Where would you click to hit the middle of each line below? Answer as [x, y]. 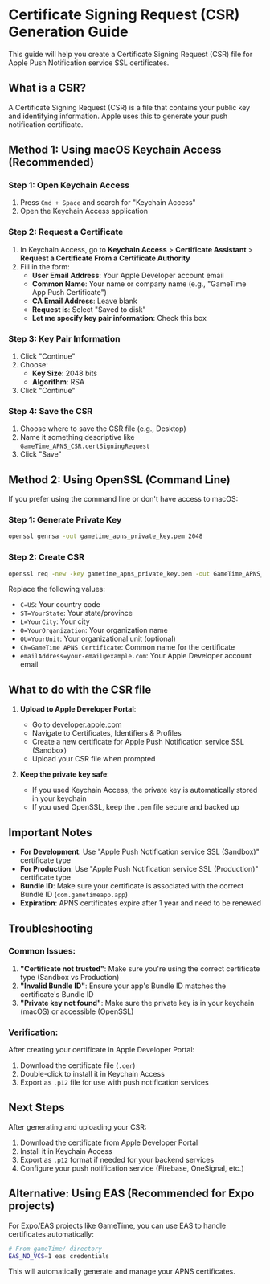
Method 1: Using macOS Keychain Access [115, 150]
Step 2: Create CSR [46, 557]
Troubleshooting [51, 928]
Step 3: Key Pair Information [64, 338]
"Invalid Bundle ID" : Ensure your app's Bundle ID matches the [123, 986]
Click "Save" [41, 454]
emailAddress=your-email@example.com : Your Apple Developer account [135, 656]
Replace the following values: [57, 589]
